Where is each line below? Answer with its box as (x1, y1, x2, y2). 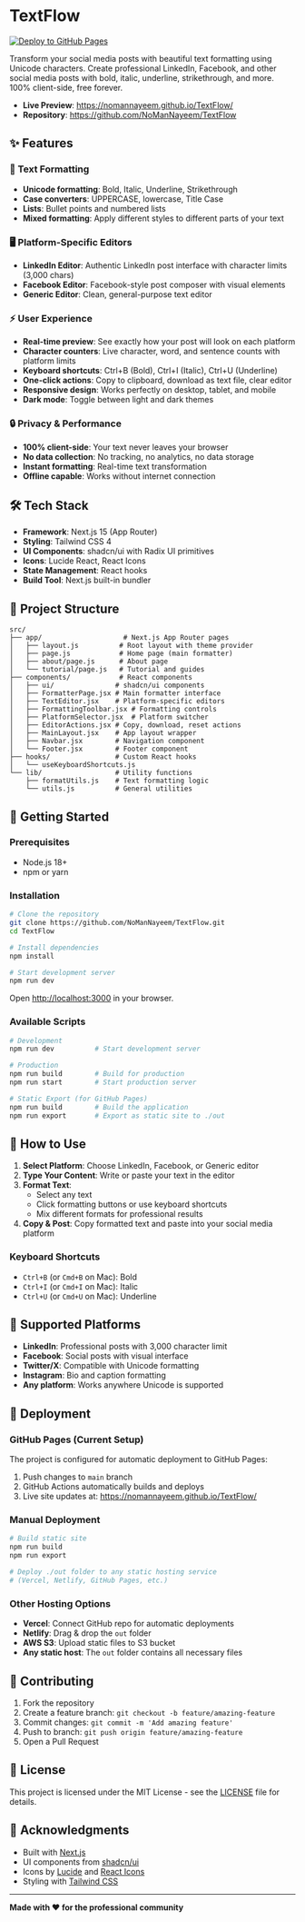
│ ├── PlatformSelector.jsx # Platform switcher (9, 712, 209, 722)
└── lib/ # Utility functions (9, 769, 193, 778)
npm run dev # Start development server (9, 1044, 202, 1054)
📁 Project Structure (9, 601, 120, 616)
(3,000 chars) (22, 269, 74, 280)
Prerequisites (9, 836, 70, 849)
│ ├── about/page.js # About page (9, 657, 169, 666)
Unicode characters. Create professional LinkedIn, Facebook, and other (9, 63, 277, 74)
